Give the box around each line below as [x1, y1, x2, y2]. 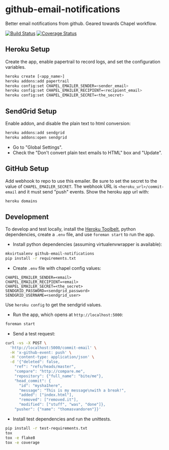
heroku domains [5, 199, 38, 204]
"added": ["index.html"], [18, 392, 74, 398]
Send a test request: [12, 330, 55, 336]
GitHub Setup [5, 164, 49, 173]
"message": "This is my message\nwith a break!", [18, 388, 126, 393]
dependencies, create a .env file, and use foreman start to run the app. [5, 232, 155, 238]
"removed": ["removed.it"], [18, 397, 79, 403]
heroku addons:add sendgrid [5, 130, 65, 135]
